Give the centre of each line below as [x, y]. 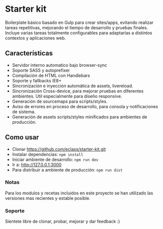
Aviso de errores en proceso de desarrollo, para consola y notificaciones [85, 106]
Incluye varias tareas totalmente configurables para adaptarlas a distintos [79, 33]
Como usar [22, 137]
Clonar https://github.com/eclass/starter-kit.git [59, 149]
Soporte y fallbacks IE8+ [37, 80]
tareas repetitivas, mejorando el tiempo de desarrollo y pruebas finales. [77, 27]
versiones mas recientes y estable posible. [48, 198]
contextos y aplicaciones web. [36, 38]
